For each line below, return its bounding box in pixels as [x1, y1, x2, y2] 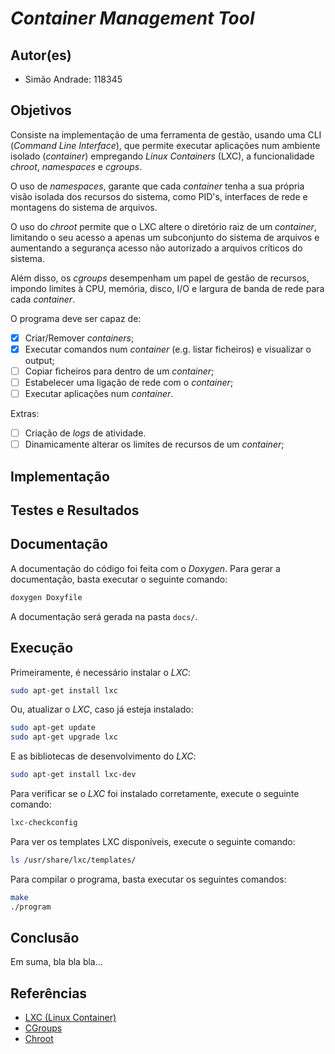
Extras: [10, 408, 40, 420]
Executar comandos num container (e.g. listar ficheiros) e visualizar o [24, 343, 312, 355]
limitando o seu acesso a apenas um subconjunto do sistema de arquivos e [10, 231, 320, 243]
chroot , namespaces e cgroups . [10, 160, 143, 172]
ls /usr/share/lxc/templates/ [10, 855, 137, 865]
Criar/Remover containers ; [24, 332, 135, 344]
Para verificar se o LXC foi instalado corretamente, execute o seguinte [10, 788, 300, 800]
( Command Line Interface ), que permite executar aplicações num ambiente [10, 139, 321, 151]
